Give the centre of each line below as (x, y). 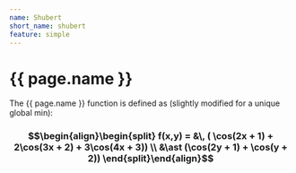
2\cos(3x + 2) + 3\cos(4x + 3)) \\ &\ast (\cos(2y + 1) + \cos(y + (151, 147)
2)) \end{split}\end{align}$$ (151, 159)
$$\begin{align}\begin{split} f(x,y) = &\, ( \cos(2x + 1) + (151, 136)
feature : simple (39, 34)
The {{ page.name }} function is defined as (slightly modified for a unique (145, 103)
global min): (31, 113)
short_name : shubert (48, 26)
